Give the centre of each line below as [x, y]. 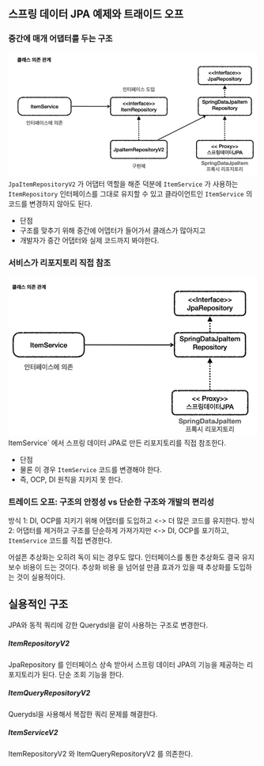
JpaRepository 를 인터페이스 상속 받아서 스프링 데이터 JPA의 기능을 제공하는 [126, 665]
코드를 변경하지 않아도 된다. [51, 204]
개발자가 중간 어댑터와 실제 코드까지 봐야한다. [89, 241]
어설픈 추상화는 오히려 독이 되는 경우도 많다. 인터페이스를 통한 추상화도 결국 [124, 557]
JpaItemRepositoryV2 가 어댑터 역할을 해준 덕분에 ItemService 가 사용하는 [123, 184]
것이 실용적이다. [41, 577]
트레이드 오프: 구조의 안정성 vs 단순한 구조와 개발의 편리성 [111, 501]
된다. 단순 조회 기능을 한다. [83, 674]
